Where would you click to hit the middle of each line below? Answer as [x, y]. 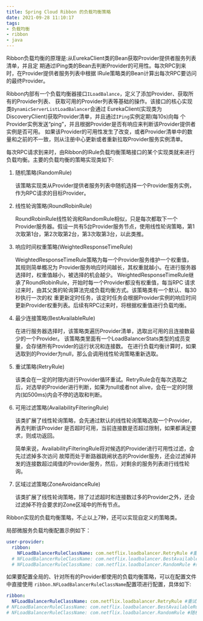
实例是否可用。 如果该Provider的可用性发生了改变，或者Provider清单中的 [97, 132]
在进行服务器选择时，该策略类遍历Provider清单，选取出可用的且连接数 [102, 331]
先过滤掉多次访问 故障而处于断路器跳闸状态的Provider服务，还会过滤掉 [103, 456]
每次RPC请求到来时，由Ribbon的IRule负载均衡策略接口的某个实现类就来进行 [101, 152]
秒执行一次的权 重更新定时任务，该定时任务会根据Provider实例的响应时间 [106, 297]
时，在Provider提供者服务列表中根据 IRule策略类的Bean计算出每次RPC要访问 [101, 73]
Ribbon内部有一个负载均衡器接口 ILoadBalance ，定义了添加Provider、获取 [97, 94]
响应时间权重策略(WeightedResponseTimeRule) [74, 247]
